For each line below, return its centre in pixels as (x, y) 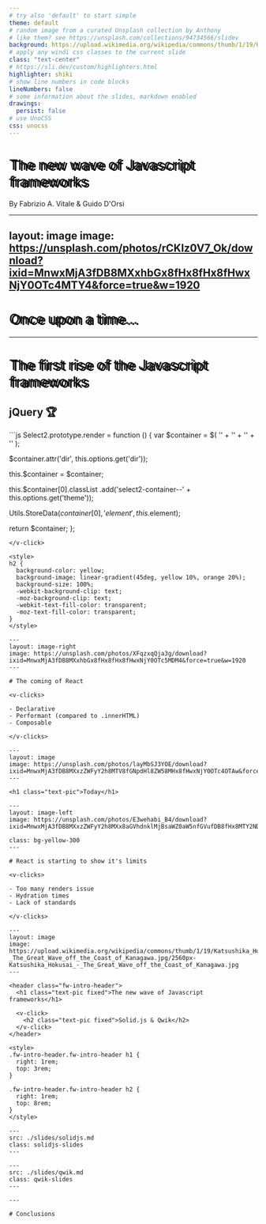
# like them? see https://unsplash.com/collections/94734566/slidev (124, 38)
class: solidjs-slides (46, 1145)
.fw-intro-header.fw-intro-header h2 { (75, 1090)
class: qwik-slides (41, 1180)
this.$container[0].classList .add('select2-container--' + (100, 489)
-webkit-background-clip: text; (69, 591)
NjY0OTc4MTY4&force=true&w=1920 (105, 285)
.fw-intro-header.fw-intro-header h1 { (75, 1055)
